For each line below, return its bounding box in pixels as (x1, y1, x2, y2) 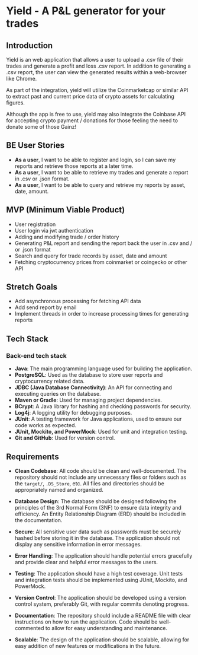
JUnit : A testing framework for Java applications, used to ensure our (14, 415, 182, 422)
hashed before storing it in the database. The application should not (14, 534, 180, 541)
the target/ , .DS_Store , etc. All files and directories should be (14, 479, 164, 487)
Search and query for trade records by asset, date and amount (14, 252, 167, 259)
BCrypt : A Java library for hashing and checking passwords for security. (14, 403, 191, 410)
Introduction (6, 40, 53, 50)
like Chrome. (6, 75, 37, 82)
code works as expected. (14, 422, 77, 429)
